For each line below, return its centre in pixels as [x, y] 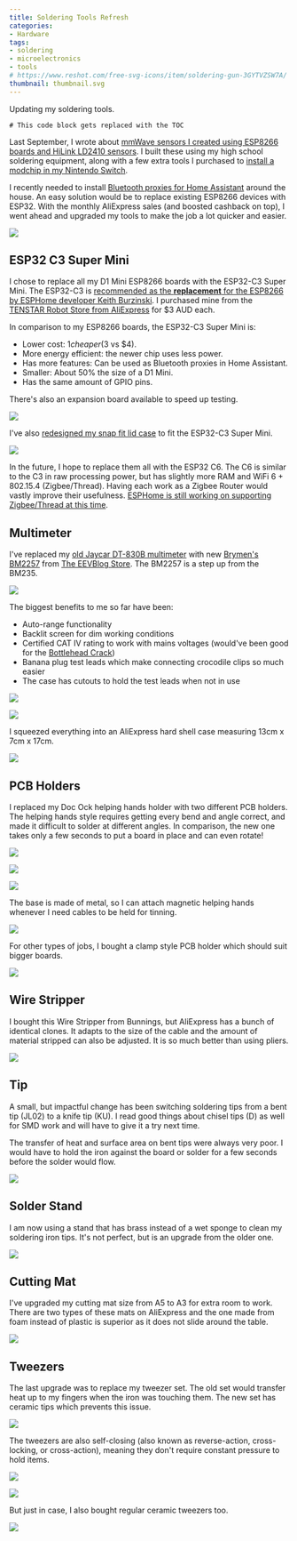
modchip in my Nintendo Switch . [69, 170]
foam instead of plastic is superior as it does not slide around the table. [139, 1322]
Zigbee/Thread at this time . [59, 505]
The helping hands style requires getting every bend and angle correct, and [147, 817]
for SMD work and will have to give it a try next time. [105, 1125]
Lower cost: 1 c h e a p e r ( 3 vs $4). [79, 344]
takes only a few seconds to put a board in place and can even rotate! [137, 836]
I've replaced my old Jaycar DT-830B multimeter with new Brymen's [134, 554]
